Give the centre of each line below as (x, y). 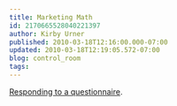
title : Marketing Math (51, 17)
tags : (19, 67)
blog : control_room (45, 58)
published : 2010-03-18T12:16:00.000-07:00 (88, 42)
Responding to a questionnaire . (66, 91)
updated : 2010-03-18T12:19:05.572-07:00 (85, 50)
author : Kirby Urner (47, 34)
